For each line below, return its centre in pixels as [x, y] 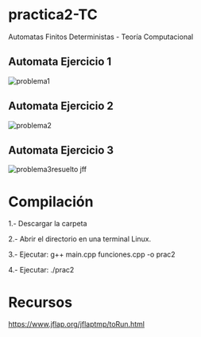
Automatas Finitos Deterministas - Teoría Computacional [101, 37]
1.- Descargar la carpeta [48, 224]
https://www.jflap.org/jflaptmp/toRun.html [77, 324]
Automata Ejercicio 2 [61, 106]
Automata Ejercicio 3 [61, 150]
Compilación [51, 202]
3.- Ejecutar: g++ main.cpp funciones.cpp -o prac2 [92, 255]
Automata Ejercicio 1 [60, 62]
